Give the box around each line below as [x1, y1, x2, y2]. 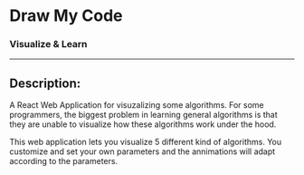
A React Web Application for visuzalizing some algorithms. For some [9, 100, 264, 111]
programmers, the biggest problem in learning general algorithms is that [9, 110, 278, 121]
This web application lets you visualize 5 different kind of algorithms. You [9, 137, 282, 148]
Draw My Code [9, 5, 124, 26]
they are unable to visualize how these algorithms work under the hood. [9, 119, 277, 130]
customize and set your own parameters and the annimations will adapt [9, 146, 276, 157]
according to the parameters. [9, 156, 119, 167]
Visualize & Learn [9, 38, 88, 51]
